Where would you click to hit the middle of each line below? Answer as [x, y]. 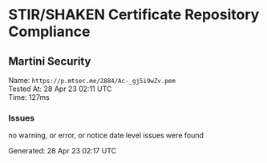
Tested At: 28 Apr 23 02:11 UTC [60, 89]
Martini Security [50, 61]
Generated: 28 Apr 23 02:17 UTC [63, 151]
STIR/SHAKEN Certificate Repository [134, 15]
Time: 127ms [29, 97]
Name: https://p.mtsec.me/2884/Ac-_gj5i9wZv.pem [92, 80]
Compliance [49, 32]
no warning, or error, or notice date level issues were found [106, 135]
